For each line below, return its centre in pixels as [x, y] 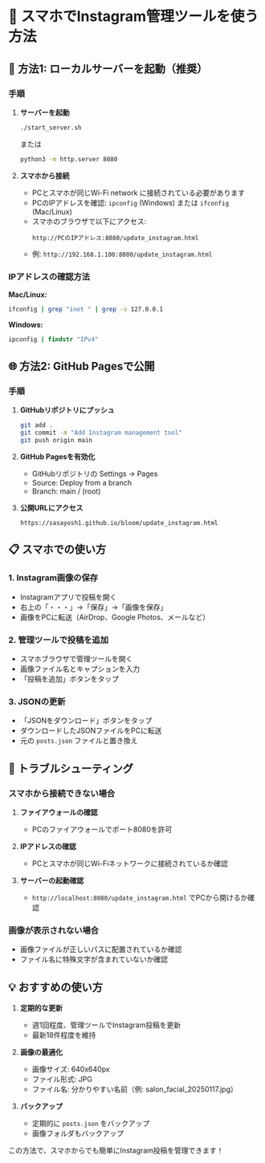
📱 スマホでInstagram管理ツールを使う [134, 16]
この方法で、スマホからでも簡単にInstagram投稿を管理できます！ [116, 1151]
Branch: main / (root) [66, 491]
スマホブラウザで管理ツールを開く [76, 658]
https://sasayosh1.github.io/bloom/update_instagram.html [119, 523]
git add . [37, 425]
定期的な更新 [41, 1008]
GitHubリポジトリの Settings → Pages [95, 474]
